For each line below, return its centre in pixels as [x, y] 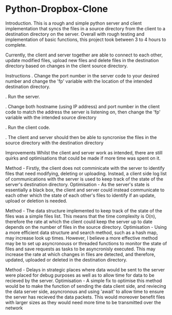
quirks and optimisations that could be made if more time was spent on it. [83, 158]
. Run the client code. [28, 127]
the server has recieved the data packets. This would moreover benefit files [85, 297]
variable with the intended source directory [51, 117]
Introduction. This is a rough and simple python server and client [74, 23]
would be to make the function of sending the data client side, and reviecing [86, 286]
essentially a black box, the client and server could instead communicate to [85, 190]
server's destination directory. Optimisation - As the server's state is [78, 184]
